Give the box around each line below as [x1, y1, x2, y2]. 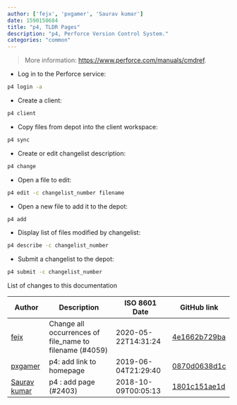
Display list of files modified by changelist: [17, 228, 141, 237]
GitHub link [179, 303, 219, 312]
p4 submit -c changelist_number [7, 269, 102, 276]
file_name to [49, 336, 90, 346]
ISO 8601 [124, 298, 157, 308]
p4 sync [7, 136, 30, 143]
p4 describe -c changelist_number [7, 242, 109, 250]
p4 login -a [7, 83, 42, 90]
